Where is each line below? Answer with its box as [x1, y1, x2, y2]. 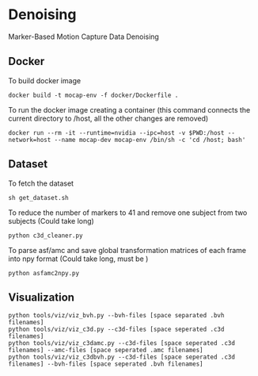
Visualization [8, 290, 75, 304]
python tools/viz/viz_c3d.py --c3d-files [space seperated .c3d [8, 325, 225, 334]
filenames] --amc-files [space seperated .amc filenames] [8, 347, 203, 355]
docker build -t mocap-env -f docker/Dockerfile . [8, 91, 179, 99]
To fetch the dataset [8, 178, 74, 188]
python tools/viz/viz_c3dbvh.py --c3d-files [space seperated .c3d [8, 353, 236, 362]
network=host [8, 136, 51, 144]
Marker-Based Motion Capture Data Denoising [8, 32, 160, 41]
